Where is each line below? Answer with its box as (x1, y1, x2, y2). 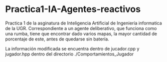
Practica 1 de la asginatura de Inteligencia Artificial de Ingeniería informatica (5, 20, 162, 26)
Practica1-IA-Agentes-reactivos (5, 3, 141, 15)
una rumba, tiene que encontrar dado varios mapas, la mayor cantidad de (5, 30, 157, 36)
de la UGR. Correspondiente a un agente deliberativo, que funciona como (5, 25, 157, 31)
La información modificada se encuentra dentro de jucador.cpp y (5, 45, 139, 51)
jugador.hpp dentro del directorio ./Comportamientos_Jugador (5, 51, 134, 57)
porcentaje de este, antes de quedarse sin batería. (5, 36, 109, 42)
